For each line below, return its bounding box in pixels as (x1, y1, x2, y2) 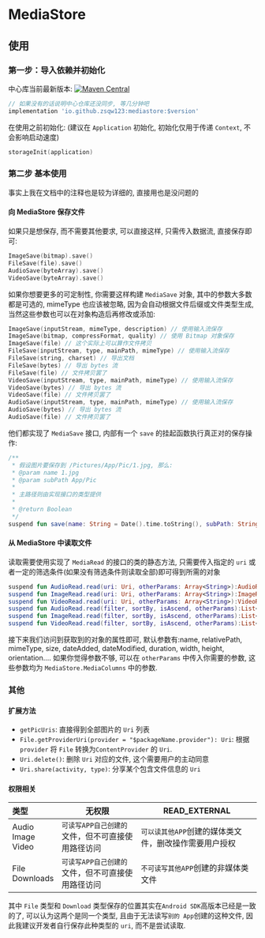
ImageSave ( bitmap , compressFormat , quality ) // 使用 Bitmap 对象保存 (8, 332, 235, 341)
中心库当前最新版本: (8, 84, 73, 93)
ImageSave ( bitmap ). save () (8, 252, 93, 260)
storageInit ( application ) (8, 148, 93, 156)
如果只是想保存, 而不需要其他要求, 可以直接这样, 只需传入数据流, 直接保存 (8, 227, 245, 235)
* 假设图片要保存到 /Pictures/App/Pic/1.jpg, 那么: (11, 461, 174, 469)
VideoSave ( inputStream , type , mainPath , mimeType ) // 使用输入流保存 (8, 376, 233, 384)
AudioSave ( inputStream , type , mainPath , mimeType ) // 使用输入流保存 (8, 398, 233, 406)
